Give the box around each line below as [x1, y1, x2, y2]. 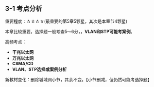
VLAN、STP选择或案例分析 [12, 66, 67, 72]
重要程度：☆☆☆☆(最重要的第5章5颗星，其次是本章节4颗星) [5, 18, 128, 24]
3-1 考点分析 [5, 4, 42, 13]
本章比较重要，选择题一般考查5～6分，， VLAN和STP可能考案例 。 [5, 29, 135, 34]
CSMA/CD [12, 60, 34, 66]
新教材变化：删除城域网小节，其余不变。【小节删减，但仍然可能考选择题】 [5, 76, 152, 82]
